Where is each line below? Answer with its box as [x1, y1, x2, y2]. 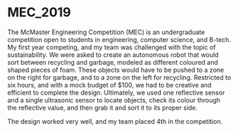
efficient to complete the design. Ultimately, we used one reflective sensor [7, 88, 225, 97]
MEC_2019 [7, 4, 71, 21]
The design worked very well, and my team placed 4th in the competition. [7, 117, 223, 125]
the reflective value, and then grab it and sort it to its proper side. [7, 103, 198, 112]
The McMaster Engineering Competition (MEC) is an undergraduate [7, 28, 205, 36]
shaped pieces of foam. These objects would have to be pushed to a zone [7, 65, 225, 74]
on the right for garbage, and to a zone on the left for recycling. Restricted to [7, 73, 232, 82]
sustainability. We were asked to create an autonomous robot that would [7, 50, 219, 59]
